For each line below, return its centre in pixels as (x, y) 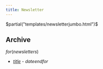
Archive (18, 40)
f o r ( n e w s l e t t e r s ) (22, 52)
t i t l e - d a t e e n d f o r (30, 61)
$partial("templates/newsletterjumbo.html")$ (52, 24)
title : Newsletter (25, 10)
